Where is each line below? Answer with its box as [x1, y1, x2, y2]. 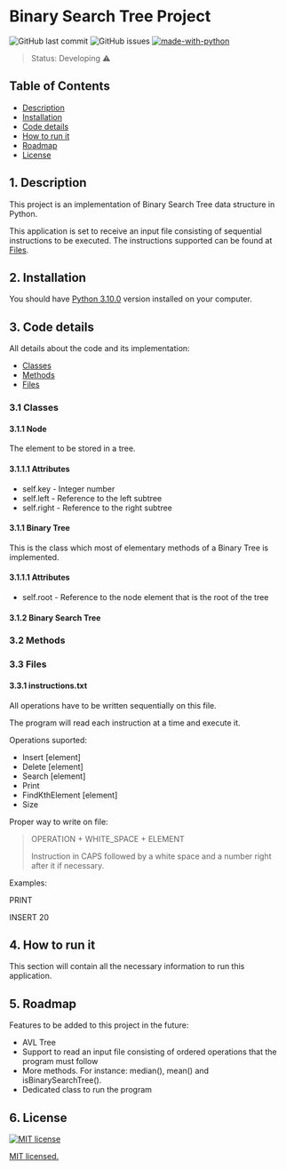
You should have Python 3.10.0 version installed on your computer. [9, 293, 253, 304]
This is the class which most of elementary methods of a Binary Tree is [9, 542, 269, 553]
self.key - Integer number [21, 483, 115, 494]
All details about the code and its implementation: [9, 343, 190, 354]
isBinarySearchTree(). [21, 1075, 102, 1086]
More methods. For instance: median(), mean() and [21, 1065, 210, 1077]
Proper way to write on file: [9, 816, 108, 827]
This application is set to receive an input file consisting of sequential [9, 225, 262, 236]
